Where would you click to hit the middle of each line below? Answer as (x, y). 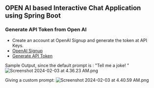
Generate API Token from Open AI (46, 30)
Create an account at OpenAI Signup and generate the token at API (80, 40)
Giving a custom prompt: (30, 80)
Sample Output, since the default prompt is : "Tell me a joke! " (67, 65)
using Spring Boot (33, 16)
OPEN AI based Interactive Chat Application (73, 8)
